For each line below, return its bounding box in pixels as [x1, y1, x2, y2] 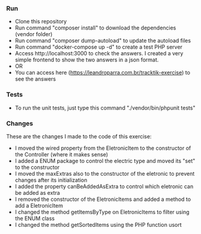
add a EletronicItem [14, 202, 64, 209]
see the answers [14, 75, 56, 82]
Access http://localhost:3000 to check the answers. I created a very [14, 50, 184, 57]
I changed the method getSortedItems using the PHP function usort [14, 221, 182, 228]
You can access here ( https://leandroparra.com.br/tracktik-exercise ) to [14, 69, 191, 76]
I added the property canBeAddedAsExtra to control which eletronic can [14, 182, 194, 190]
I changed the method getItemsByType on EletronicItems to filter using [14, 208, 190, 215]
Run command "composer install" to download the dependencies [14, 24, 176, 31]
